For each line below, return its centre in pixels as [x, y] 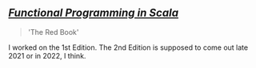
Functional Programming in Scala [93, 13]
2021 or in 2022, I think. [47, 55]
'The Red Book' [53, 32]
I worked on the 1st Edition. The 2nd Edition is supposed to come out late [128, 47]
